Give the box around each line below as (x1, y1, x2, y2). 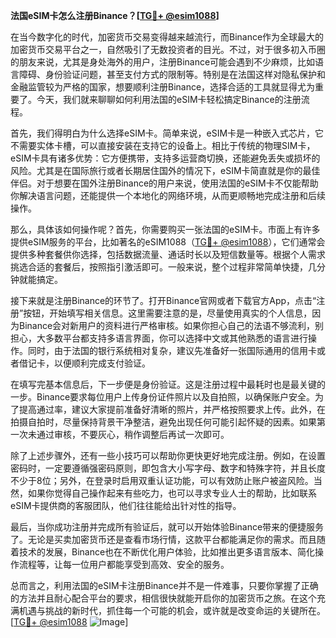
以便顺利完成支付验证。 (53, 357, 151, 369)
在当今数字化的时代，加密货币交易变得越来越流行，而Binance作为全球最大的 (10, 31, 325, 43)
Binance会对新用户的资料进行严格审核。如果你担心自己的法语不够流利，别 (18, 320, 325, 331)
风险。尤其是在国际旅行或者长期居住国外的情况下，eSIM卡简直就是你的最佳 (10, 165, 321, 176)
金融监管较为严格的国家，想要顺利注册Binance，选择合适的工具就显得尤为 (10, 81, 316, 93)
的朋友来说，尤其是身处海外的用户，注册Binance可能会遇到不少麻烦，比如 (10, 56, 316, 68)
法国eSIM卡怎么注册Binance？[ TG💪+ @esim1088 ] (10, 10, 220, 21)
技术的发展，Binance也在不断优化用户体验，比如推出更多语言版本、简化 (18, 546, 316, 558)
